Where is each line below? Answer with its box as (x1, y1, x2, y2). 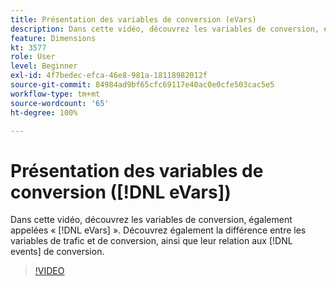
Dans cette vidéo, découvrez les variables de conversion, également (10, 214, 293, 226)
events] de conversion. (10, 246, 105, 258)
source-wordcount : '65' (10, 98, 110, 108)
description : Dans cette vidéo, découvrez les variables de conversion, (10, 24, 320, 34)
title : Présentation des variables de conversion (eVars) (10, 14, 257, 25)
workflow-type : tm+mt (10, 89, 101, 99)
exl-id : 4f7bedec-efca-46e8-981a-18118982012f (10, 71, 208, 81)
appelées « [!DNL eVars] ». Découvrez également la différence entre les (10, 224, 307, 236)
